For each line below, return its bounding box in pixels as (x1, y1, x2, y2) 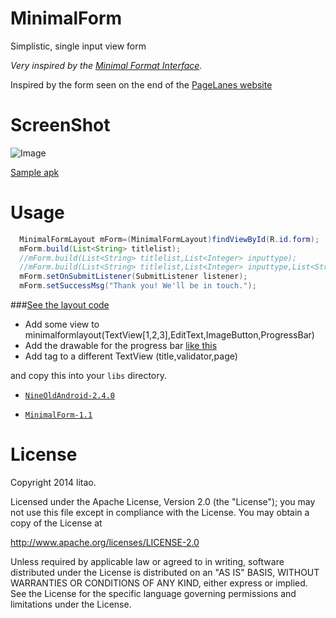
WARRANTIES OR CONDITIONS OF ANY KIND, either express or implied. (10, 577, 308, 589)
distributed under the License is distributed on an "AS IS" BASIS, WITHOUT (10, 567, 320, 578)
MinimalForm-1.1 (24, 410, 93, 421)
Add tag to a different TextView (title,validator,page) (24, 350, 238, 362)
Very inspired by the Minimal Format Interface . (10, 59, 203, 71)
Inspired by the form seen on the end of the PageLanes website (10, 78, 273, 91)
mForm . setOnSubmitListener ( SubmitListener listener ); (19, 272, 248, 282)
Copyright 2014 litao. (10, 477, 97, 488)
